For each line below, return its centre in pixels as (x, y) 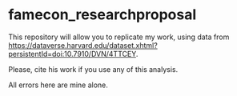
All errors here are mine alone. (58, 85)
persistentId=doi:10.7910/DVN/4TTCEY (72, 54)
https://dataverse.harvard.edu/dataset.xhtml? (83, 45)
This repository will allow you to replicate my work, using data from (119, 37)
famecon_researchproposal (102, 15)
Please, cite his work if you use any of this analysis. (93, 69)
